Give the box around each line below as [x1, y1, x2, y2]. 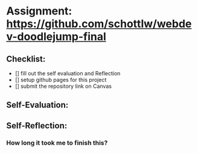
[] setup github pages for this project [14, 76, 107, 83]
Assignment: [6, 4, 72, 18]
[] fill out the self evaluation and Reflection [14, 70, 121, 76]
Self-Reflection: [6, 120, 68, 131]
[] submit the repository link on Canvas [14, 83, 112, 90]
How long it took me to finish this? [6, 139, 108, 147]
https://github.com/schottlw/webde [6, 17, 192, 31]
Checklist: [6, 54, 46, 64]
